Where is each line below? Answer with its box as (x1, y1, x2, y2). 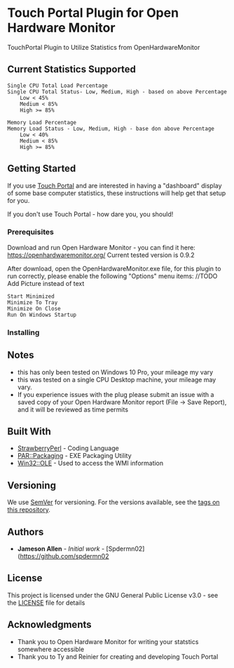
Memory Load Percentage (7, 119, 77, 126)
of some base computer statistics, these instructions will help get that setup (7, 188, 226, 197)
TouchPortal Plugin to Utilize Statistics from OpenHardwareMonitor (7, 43, 200, 51)
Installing (7, 327, 40, 337)
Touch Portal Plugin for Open (7, 5, 179, 21)
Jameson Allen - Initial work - (17, 544, 105, 553)
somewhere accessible (17, 645, 85, 653)
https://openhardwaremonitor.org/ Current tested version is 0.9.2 (7, 251, 195, 259)
